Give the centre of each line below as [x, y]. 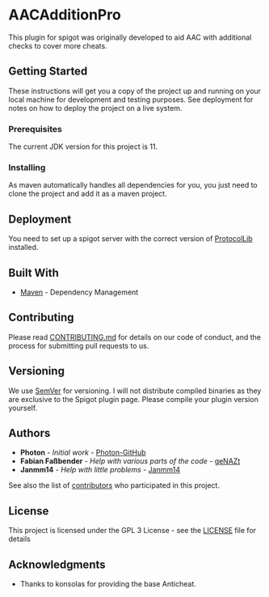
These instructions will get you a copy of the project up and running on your [134, 91]
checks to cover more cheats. [58, 45]
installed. [23, 248]
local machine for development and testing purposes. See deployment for [131, 99]
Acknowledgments [57, 564]
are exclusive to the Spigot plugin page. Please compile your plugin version [133, 399]
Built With [34, 273]
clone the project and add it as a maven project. [88, 194]
